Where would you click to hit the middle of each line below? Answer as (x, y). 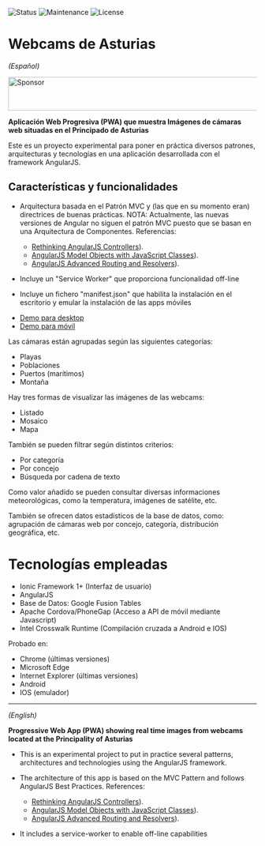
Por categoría (42, 460)
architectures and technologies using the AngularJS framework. (123, 762)
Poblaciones (40, 365)
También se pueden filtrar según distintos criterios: (91, 444)
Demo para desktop (52, 318)
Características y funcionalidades (93, 187)
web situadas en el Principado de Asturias (78, 130)
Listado (32, 412)
